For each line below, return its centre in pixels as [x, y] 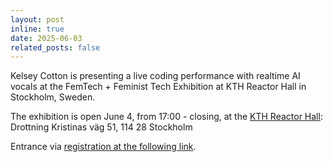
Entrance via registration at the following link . [103, 147]
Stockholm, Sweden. [53, 97]
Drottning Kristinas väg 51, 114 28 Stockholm [101, 127]
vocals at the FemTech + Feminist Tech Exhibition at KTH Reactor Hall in [158, 87]
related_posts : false [55, 47]
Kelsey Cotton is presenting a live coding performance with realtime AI [155, 76]
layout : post [37, 19]
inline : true [37, 29]
